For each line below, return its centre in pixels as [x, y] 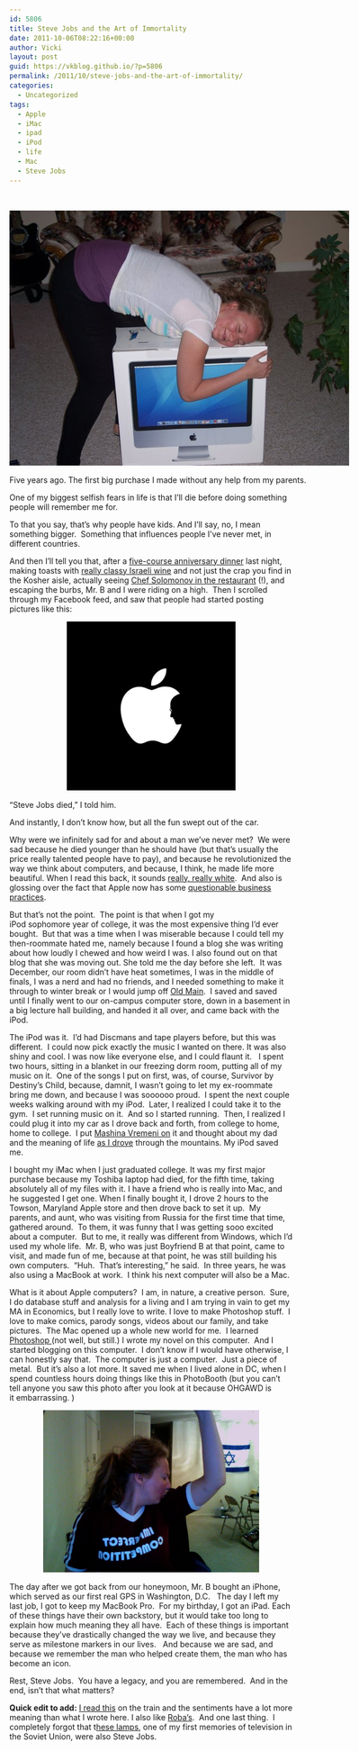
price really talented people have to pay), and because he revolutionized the [151, 858]
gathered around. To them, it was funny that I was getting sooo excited [142, 1227]
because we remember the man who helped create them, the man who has [148, 1654]
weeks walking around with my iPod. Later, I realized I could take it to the [145, 1104]
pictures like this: [41, 609]
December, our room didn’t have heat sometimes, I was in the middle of [142, 972]
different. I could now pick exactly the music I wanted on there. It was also [148, 1047]
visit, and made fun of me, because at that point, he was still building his [143, 1256]
